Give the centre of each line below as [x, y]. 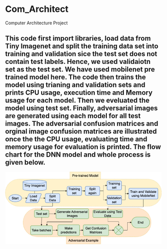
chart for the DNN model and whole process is [78, 155]
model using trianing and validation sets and [75, 85]
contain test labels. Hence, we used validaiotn [78, 62]
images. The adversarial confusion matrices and [82, 124]
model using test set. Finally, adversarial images [82, 108]
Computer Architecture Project [37, 23]
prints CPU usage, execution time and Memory [79, 93]
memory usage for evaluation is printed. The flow [83, 147]
